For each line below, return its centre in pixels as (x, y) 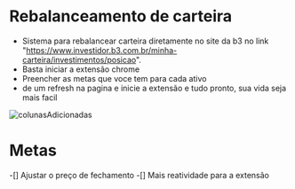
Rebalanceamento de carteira (121, 16)
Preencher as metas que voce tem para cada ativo (114, 78)
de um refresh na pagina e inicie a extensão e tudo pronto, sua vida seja (154, 88)
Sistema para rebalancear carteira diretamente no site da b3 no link (145, 41)
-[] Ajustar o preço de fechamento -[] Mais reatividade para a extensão (139, 175)
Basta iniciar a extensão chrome (81, 69)
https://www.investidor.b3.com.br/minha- (102, 50)
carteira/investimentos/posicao (79, 59)
